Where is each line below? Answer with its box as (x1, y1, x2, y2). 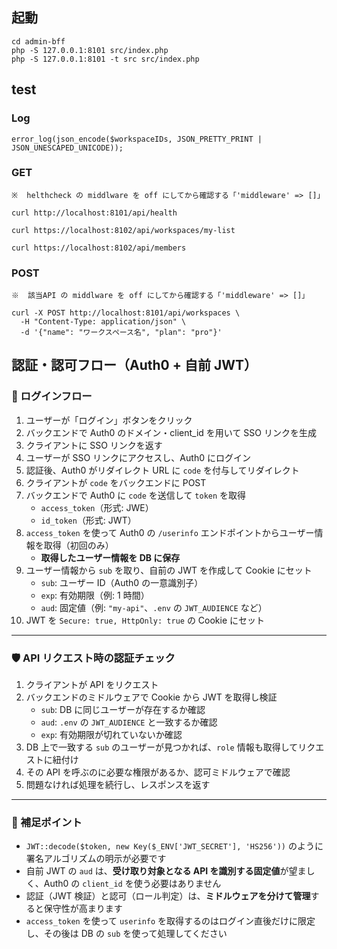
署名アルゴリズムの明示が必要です (25, 853, 167, 865)
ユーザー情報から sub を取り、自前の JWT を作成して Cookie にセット (25, 564, 313, 576)
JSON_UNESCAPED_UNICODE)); (11, 143, 124, 153)
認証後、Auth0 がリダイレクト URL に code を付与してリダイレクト (25, 464, 300, 476)
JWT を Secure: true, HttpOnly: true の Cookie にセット (25, 614, 266, 626)
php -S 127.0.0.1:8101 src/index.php (11, 45, 169, 55)
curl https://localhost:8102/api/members (11, 243, 187, 253)
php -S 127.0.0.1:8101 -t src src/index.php (11, 54, 200, 64)
